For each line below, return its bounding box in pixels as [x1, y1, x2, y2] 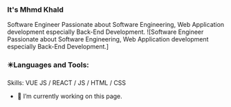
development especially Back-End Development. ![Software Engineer [7, 28, 204, 36]
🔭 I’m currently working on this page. [17, 92, 122, 100]
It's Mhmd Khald [7, 5, 64, 14]
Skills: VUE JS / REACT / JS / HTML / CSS [7, 78, 127, 87]
